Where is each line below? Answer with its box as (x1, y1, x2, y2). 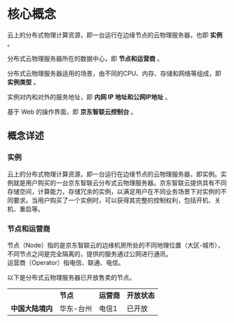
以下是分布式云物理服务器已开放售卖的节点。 (7, 273, 136, 281)
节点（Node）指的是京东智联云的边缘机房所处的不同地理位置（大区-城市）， (7, 241, 224, 249)
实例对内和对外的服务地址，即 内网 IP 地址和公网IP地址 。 (7, 92, 172, 101)
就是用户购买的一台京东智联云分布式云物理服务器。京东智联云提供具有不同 (13, 179, 227, 187)
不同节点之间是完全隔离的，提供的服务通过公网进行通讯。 (7, 249, 172, 258)
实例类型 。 (7, 77, 40, 86)
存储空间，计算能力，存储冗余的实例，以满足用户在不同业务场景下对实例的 (7, 187, 221, 195)
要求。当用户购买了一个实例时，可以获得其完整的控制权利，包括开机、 (13, 196, 214, 204)
